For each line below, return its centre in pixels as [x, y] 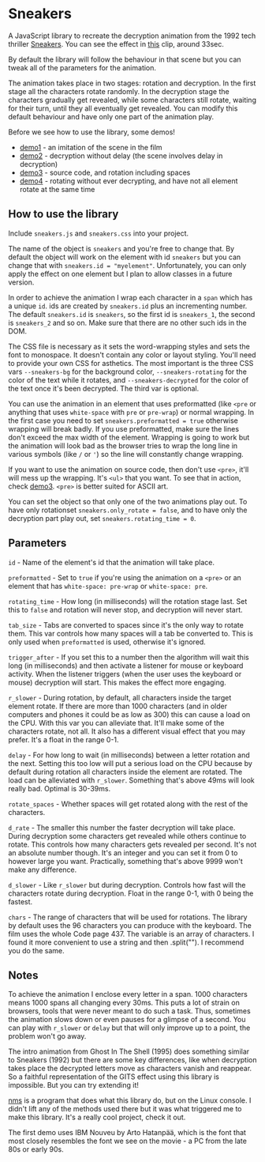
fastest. [21, 901]
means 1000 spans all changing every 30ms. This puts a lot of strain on [124, 1003]
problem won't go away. [47, 1036]
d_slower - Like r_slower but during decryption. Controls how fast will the [127, 885]
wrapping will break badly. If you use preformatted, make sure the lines [123, 428]
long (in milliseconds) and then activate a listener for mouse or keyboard [126, 666]
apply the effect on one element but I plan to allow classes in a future [120, 274]
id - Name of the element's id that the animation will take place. [112, 562]
